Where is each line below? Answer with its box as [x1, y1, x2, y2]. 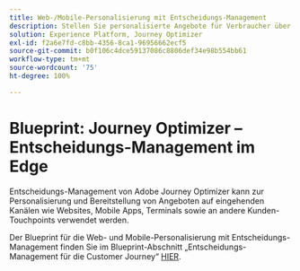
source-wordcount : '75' [9, 64, 99, 73]
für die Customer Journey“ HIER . [59, 250, 181, 261]
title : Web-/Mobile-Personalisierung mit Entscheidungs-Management [9, 13, 268, 22]
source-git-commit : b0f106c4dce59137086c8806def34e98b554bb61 [9, 47, 247, 56]
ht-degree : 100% [9, 72, 70, 81]
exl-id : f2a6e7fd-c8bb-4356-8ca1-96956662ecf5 [9, 38, 187, 48]
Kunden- [246, 205, 280, 215]
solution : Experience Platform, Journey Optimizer [9, 30, 203, 39]
